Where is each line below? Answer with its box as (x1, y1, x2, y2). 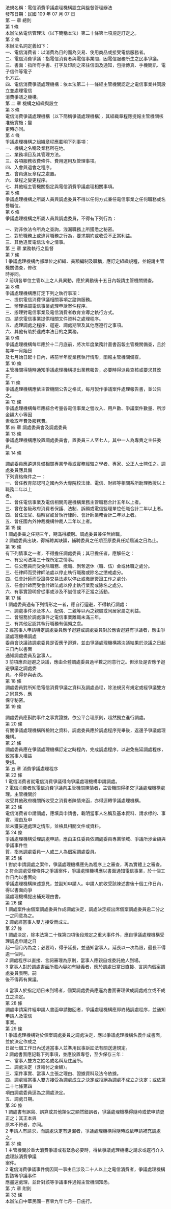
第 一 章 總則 (5, 17, 32, 23)
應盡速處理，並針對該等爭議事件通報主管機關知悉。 (5, 1179, 112, 1185)
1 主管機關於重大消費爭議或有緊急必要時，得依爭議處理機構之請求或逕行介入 (5, 1147, 164, 1153)
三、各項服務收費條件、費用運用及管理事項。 (5, 158, 99, 164)
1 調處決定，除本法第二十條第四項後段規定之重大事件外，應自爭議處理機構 (5, 932, 160, 938)
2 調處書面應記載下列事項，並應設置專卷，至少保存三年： (5, 1051, 126, 1057)
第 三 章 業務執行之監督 (5, 245, 54, 252)
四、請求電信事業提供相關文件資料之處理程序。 (5, 316, 103, 322)
